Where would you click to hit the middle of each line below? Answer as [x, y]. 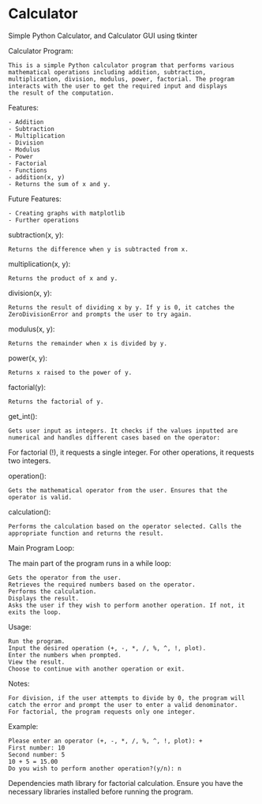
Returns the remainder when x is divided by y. [88, 343]
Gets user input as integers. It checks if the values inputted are [123, 431]
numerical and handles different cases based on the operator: [114, 438]
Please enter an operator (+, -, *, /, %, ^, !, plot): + [105, 741]
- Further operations [44, 220]
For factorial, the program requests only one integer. [102, 712]
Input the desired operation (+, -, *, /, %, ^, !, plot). [107, 648]
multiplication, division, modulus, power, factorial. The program [122, 79]
